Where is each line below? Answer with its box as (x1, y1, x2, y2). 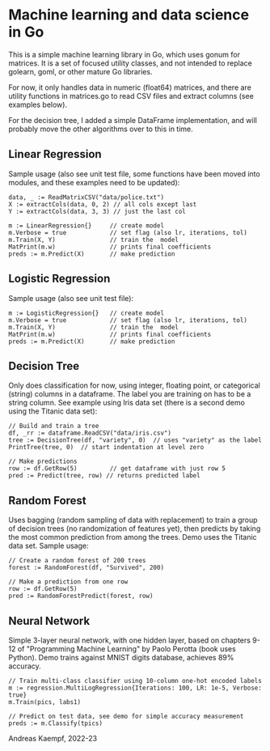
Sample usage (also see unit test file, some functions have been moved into (8, 168, 260, 179)
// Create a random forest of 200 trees (8, 557, 147, 565)
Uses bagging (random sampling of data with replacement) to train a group (8, 516, 258, 525)
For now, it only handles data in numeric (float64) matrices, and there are (8, 83, 252, 92)
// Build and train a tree (8, 422, 99, 431)
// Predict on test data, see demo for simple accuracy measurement (8, 712, 244, 720)
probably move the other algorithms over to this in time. (8, 124, 194, 134)
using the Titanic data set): (8, 406, 98, 416)
